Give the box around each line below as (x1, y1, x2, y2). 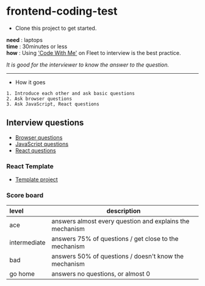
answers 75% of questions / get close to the (51, 235, 179, 243)
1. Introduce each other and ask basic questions (6, 90, 135, 96)
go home (9, 270, 35, 278)
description (106, 207, 141, 215)
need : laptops (6, 36, 43, 43)
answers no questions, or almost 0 (51, 270, 151, 278)
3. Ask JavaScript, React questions (6, 101, 99, 107)
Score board (6, 191, 44, 199)
